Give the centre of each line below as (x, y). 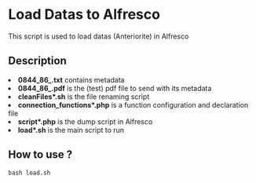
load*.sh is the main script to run (71, 130)
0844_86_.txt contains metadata (71, 79)
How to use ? (40, 155)
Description (37, 61)
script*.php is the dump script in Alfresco (86, 121)
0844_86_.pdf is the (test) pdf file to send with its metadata (115, 88)
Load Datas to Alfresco (84, 15)
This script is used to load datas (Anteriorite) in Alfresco (99, 36)
